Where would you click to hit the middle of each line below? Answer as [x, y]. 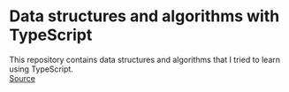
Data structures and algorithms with [144, 16]
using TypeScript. [41, 69]
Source [22, 78]
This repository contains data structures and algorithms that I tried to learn [145, 59]
